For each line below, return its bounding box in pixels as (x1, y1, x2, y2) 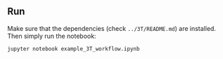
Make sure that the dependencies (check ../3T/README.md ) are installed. (7, 24, 217, 32)
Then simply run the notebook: (7, 32, 96, 40)
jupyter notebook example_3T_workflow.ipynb (7, 45, 140, 52)
